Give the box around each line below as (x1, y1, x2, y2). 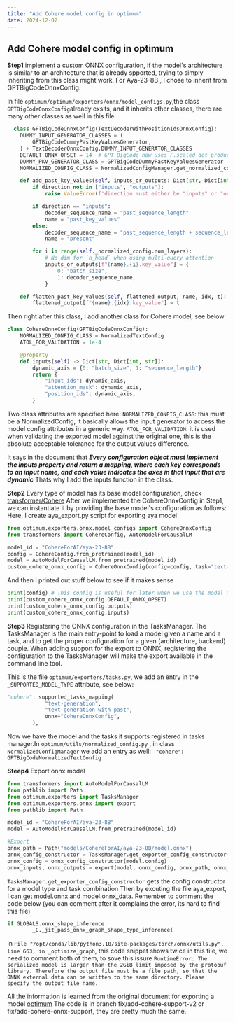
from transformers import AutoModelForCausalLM (7, 780, 149, 787)
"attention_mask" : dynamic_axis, (44, 384, 142, 391)
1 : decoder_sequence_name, (57, 274, 136, 281)
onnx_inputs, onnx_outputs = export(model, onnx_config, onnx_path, (7, 864, 211, 871)
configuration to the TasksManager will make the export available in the (7, 652, 213, 660)
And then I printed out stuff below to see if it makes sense (7, 576, 174, 584)
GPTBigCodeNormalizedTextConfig (7, 755, 101, 762)
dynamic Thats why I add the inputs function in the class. (7, 475, 173, 484)
